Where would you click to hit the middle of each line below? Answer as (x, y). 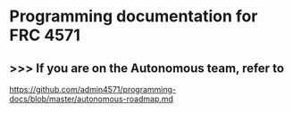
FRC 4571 (45, 35)
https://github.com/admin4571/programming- (93, 89)
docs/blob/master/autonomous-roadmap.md (92, 99)
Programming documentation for (134, 16)
